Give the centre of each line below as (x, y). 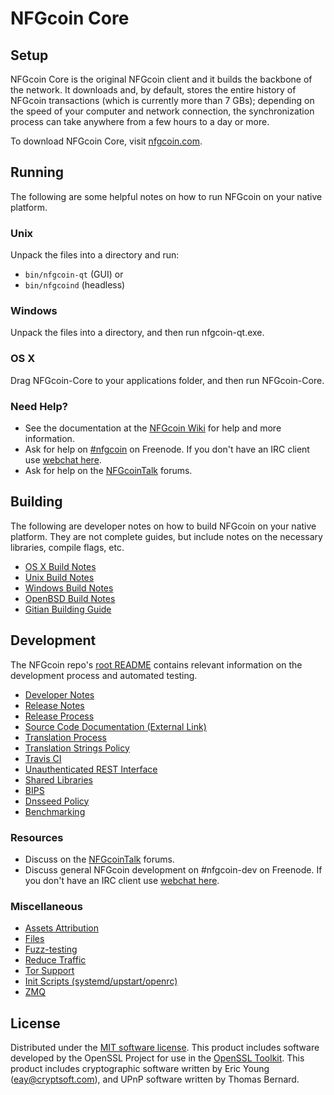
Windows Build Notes (69, 588)
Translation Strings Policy (77, 748)
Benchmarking (55, 811)
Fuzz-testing (51, 949)
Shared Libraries (58, 779)
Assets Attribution (61, 928)
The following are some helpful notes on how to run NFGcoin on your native (166, 196)
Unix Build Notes (59, 577)
